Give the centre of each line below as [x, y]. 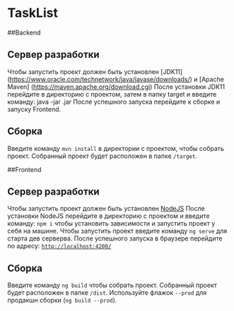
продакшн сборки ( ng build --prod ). [62, 300]
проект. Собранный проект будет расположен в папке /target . [103, 156]
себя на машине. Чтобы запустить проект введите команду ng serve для [117, 231]
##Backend [24, 32]
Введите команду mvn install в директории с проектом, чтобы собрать [116, 148]
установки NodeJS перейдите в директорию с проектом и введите [109, 216]
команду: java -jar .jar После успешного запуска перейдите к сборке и [114, 102]
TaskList [33, 13]
